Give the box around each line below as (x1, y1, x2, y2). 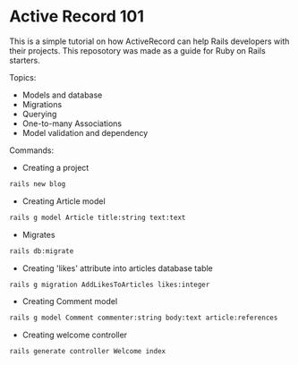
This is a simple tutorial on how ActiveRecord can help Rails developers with (9, 36, 290, 47)
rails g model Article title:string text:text (9, 213, 186, 222)
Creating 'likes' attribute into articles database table (21, 262, 213, 274)
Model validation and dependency (21, 127, 149, 138)
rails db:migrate (9, 246, 74, 256)
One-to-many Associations (21, 118, 123, 129)
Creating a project (21, 162, 89, 173)
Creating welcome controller (21, 329, 128, 341)
